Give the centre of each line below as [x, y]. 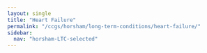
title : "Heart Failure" [42, 20]
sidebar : [20, 33]
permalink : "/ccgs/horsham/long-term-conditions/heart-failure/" [104, 26]
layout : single [29, 13]
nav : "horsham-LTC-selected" [56, 39]
